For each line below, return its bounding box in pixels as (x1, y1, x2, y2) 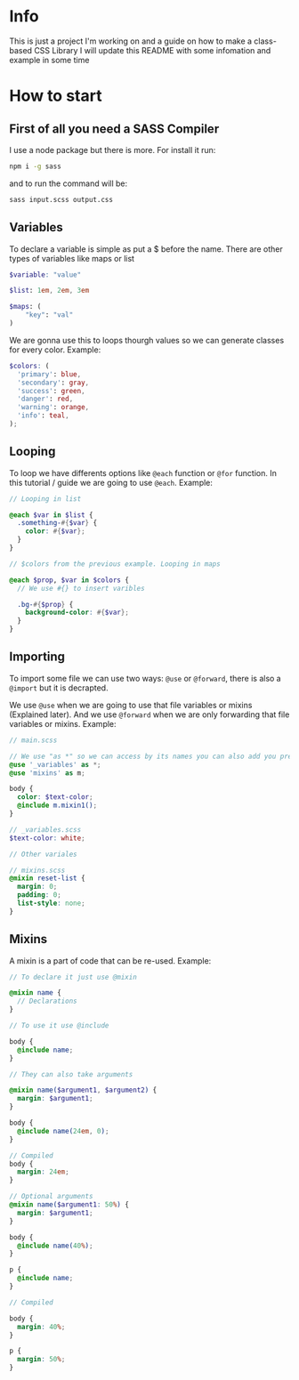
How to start (9, 86, 102, 106)
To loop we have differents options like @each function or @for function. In (9, 467, 278, 478)
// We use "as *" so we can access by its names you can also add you (9, 752, 277, 761)
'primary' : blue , (17, 369, 82, 379)
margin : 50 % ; (17, 1355, 66, 1364)
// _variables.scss (9, 825, 82, 834)
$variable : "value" (9, 270, 82, 279)
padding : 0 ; (17, 891, 62, 900)
